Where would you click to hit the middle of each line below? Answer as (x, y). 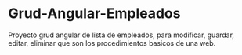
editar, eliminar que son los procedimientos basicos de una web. (112, 43)
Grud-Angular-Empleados (94, 14)
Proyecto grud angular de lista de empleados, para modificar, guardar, (121, 35)
